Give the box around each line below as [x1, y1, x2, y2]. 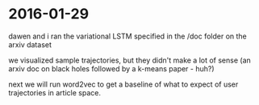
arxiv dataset [8, 39, 52, 49]
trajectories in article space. [8, 87, 101, 97]
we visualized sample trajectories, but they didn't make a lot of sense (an [8, 55, 252, 65]
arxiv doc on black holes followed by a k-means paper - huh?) [8, 63, 215, 73]
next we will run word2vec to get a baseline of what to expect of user [8, 79, 239, 89]
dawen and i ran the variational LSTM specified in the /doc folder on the [8, 31, 248, 41]
